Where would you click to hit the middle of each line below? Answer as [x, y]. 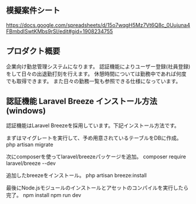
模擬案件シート [33, 11]
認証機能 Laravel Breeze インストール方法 [82, 101]
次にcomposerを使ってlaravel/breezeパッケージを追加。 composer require [96, 157]
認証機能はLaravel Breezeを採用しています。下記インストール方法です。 [93, 125]
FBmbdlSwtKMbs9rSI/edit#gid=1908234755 [60, 31]
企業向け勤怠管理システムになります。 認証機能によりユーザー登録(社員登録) [98, 66]
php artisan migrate [30, 145]
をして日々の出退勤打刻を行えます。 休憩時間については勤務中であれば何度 [96, 74]
